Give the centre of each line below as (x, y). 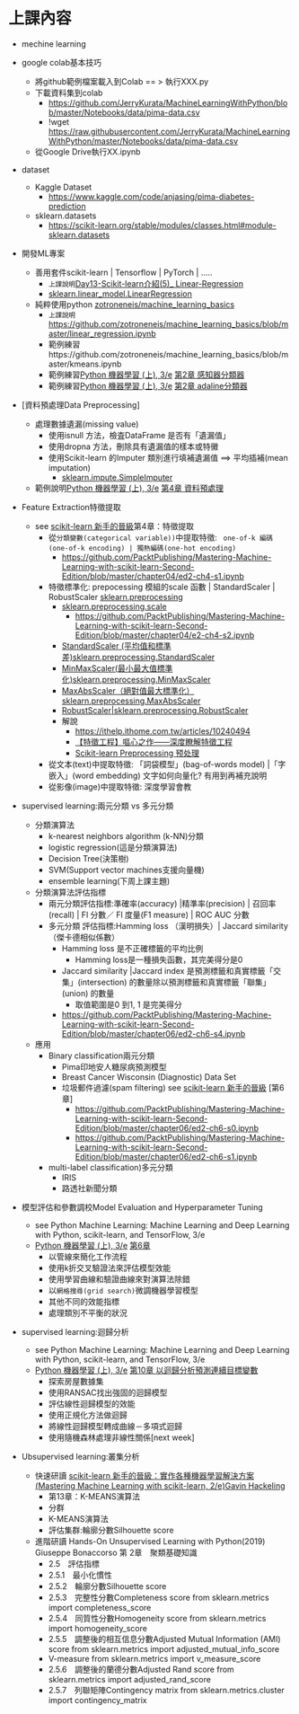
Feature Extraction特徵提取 (71, 507)
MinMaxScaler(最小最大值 (110, 668)
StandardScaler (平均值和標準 (116, 645)
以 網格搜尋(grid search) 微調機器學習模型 (123, 1290)
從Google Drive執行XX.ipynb (88, 151)
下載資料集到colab (69, 93)
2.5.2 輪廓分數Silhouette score (107, 1586)
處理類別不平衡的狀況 (88, 1312)
